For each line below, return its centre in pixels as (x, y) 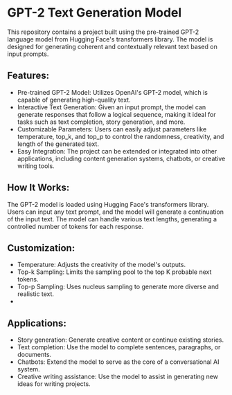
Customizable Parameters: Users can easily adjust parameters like (112, 129)
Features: (28, 76)
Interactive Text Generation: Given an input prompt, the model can (111, 107)
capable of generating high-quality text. (74, 100)
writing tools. (36, 166)
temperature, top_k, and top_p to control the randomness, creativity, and (121, 136)
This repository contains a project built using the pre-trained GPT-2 (103, 32)
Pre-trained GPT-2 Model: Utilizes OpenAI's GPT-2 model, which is (112, 92)
